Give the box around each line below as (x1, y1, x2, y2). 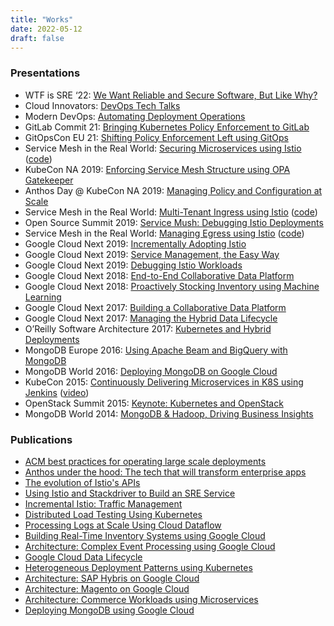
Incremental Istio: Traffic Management (24, 497, 183, 510)
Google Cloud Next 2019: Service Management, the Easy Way (24, 248, 280, 260)
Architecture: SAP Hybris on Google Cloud (24, 572, 200, 584)
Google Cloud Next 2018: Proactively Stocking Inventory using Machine (24, 280, 320, 292)
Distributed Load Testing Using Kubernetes (24, 508, 203, 520)
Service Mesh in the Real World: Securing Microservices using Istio (24, 142, 302, 154)
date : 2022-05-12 (10, 24, 83, 34)
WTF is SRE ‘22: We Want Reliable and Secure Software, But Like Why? (24, 89, 318, 101)
